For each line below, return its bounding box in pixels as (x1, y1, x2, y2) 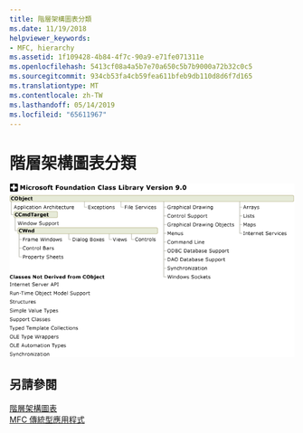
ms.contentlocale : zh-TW (9, 90, 103, 99)
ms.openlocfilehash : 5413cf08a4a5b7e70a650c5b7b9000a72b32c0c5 (9, 62, 253, 71)
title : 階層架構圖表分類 (9, 14, 92, 24)
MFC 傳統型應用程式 (9, 414, 86, 425)
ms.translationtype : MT (9, 81, 99, 90)
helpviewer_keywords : (9, 33, 91, 42)
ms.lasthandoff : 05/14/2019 (9, 100, 116, 109)
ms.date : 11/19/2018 (9, 24, 88, 33)
